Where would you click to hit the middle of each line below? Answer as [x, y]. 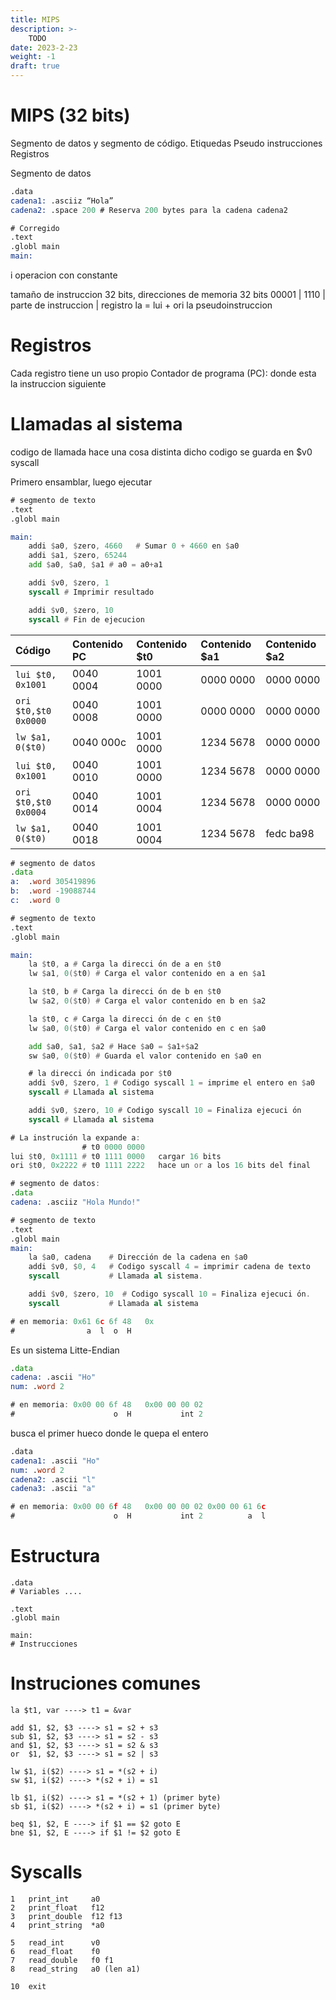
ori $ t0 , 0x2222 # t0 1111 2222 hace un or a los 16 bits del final [160, 1166]
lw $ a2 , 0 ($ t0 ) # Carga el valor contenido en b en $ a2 [147, 1001]
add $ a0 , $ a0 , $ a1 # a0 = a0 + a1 [95, 565]
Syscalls [46, 1872]
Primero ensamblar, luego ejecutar [81, 482]
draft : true [35, 66]
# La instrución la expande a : [75, 1137]
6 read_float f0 [55, 1951]
